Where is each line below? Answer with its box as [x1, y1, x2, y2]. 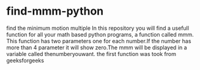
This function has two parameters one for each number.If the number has [6, 37, 191, 44]
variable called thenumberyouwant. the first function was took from [6, 50, 176, 57]
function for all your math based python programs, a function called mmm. [6, 30, 194, 38]
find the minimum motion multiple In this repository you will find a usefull [6, 24, 190, 32]
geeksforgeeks [6, 57, 45, 64]
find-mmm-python [6, 4, 104, 18]
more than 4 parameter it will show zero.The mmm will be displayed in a [6, 44, 188, 51]
